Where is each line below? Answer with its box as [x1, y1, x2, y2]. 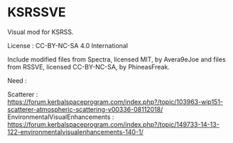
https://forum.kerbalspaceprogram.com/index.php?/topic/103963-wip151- [7, 97, 224, 106]
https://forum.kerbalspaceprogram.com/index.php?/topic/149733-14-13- [7, 120, 220, 128]
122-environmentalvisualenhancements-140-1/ [7, 127, 143, 136]
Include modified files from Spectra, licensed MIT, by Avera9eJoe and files [7, 55, 226, 64]
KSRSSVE [7, 4, 66, 21]
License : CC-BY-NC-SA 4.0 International [7, 41, 129, 50]
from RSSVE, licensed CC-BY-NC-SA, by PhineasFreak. [7, 62, 170, 71]
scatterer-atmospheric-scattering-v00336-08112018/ [7, 105, 163, 113]
